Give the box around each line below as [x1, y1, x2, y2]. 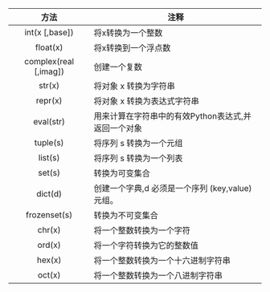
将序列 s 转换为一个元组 [93, 138, 183, 148]
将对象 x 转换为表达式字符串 [93, 95, 199, 107]
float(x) [35, 42, 63, 53]
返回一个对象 [93, 123, 143, 133]
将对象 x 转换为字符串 [93, 80, 175, 91]
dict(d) [35, 189, 63, 199]
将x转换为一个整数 [93, 27, 163, 39]
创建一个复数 [93, 62, 143, 72]
